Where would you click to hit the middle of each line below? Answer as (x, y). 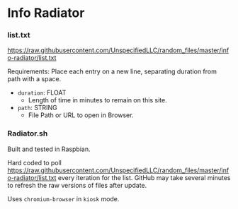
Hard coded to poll (34, 162)
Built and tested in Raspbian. (49, 149)
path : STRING (38, 108)
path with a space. (34, 79)
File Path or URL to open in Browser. (81, 115)
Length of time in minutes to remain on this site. (98, 100)
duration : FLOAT (42, 92)
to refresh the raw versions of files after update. (77, 185)
